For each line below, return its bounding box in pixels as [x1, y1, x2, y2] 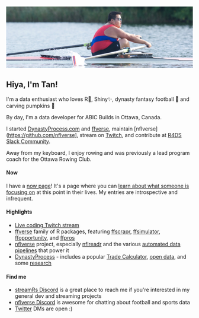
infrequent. [6, 195, 33, 202]
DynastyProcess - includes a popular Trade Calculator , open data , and [14, 253, 187, 260]
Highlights [6, 208, 33, 215]
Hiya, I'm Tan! [6, 79, 58, 90]
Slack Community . [6, 138, 51, 145]
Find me [6, 273, 27, 280]
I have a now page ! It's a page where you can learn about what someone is [6, 182, 190, 189]
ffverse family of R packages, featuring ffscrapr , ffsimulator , [14, 228, 161, 235]
